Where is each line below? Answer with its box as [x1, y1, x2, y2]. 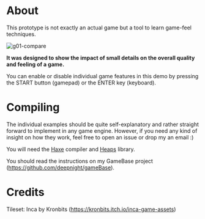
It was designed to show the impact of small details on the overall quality [6, 54, 195, 61]
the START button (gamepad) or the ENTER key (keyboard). [6, 79, 156, 86]
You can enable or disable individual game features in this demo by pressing [6, 72, 199, 80]
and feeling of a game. [6, 61, 65, 68]
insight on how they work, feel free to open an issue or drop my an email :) [6, 133, 194, 141]
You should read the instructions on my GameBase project [6, 157, 153, 165]
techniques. [6, 30, 36, 37]
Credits [6, 185, 45, 199]
